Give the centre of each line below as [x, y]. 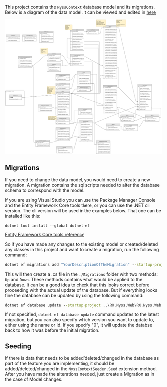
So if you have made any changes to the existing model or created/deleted [82, 244]
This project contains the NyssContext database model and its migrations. [80, 7]
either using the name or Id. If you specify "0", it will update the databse [79, 325]
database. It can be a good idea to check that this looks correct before [77, 285]
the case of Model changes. [34, 379]
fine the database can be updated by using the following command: [74, 296]
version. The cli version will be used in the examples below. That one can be [83, 211]
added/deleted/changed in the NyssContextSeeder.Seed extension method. [81, 368]
